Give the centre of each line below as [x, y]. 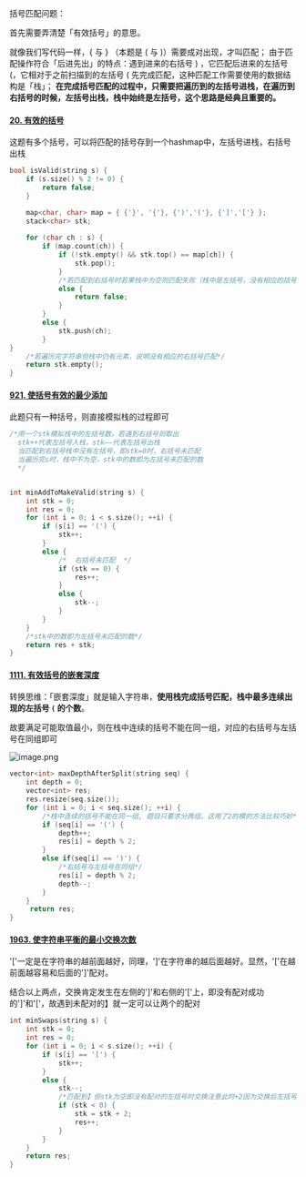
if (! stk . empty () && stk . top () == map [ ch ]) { [146, 255]
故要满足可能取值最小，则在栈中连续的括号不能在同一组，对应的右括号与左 [149, 727]
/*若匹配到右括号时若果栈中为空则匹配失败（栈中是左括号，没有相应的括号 [178, 280]
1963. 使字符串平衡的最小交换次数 [73, 939]
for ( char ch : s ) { [65, 238]
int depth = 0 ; [55, 782]
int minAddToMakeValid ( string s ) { [77, 492]
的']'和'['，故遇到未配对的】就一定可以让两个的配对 [105, 1003]
